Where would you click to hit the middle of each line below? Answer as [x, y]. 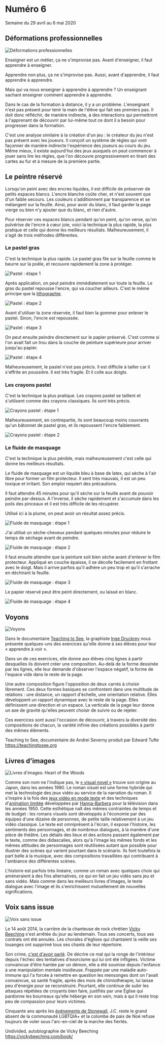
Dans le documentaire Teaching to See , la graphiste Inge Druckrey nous [78, 638]
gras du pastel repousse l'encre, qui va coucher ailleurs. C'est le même [77, 288]
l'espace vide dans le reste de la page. [44, 675]
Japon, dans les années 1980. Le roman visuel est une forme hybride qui [79, 788]
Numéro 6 [26, 9]
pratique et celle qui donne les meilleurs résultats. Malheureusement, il [77, 230]
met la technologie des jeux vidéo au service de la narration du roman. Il [78, 793]
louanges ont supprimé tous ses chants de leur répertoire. [64, 944]
